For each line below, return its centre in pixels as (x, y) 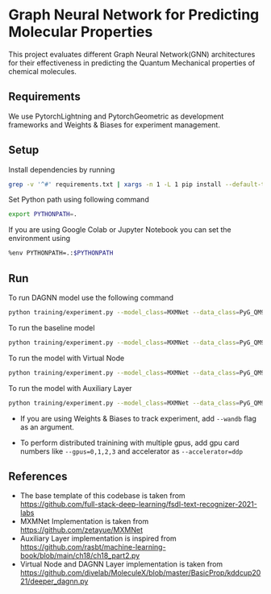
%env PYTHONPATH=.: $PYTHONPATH (61, 253)
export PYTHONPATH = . (43, 214)
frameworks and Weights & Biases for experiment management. (114, 125)
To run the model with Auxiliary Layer (70, 388)
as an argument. (47, 427)
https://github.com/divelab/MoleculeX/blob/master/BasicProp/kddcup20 (140, 573)
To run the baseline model (52, 327)
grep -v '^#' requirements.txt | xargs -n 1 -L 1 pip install (115, 184)
